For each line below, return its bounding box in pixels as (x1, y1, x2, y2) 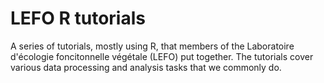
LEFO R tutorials (10, 7, 146, 30)
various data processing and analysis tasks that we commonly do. (10, 61, 282, 73)
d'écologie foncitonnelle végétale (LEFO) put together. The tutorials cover (10, 50, 314, 62)
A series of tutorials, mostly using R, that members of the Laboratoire (10, 40, 295, 52)
